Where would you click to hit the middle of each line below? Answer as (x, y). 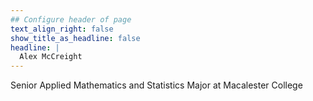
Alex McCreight (51, 57)
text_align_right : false (62, 29)
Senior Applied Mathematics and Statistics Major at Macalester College (156, 85)
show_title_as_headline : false (75, 38)
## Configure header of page (71, 19)
